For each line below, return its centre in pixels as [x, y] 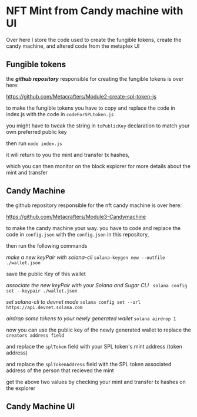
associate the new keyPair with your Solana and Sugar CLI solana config [97, 285]
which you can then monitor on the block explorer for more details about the [98, 166]
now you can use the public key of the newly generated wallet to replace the [98, 330]
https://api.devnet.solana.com [44, 307]
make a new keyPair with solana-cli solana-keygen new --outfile [86, 257]
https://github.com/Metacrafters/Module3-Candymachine [76, 216]
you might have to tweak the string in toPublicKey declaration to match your [98, 126]
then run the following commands [47, 245]
